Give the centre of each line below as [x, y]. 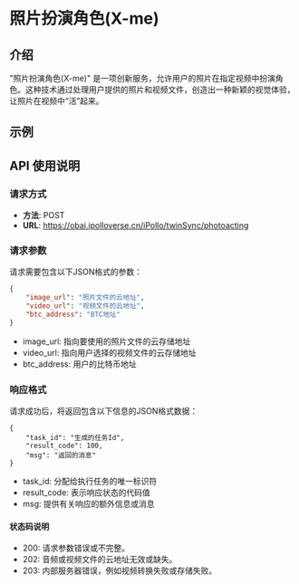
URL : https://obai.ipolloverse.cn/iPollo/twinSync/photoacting [135, 225]
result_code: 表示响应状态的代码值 [87, 493]
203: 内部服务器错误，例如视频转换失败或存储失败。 [120, 570]
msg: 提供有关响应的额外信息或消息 [89, 504]
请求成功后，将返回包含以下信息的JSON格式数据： [104, 411]
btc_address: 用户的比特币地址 [80, 364]
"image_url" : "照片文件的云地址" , [85, 298]
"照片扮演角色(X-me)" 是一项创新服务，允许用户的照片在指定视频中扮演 [143, 78]
